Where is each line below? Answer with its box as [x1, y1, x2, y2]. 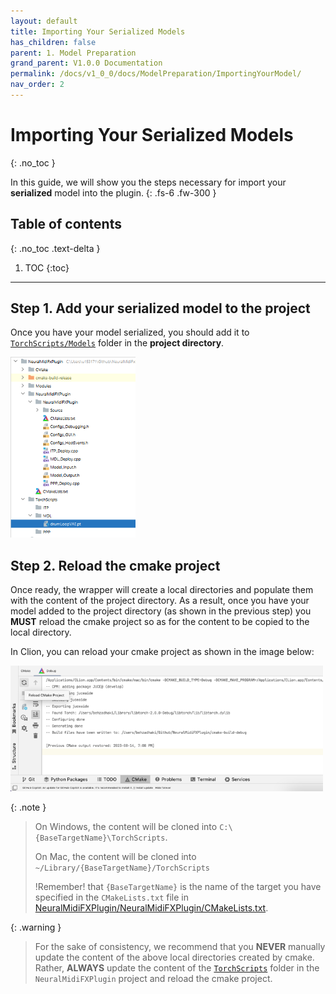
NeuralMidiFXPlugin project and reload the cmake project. [34, 972, 273, 984]
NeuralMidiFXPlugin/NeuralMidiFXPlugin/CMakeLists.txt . [34, 901, 269, 914]
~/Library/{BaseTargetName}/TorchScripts [34, 863, 210, 873]
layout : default [10, 16, 78, 26]
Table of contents [10, 216, 122, 233]
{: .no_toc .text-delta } [10, 242, 101, 254]
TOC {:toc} [24, 261, 70, 274]
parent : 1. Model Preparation [10, 48, 137, 58]
